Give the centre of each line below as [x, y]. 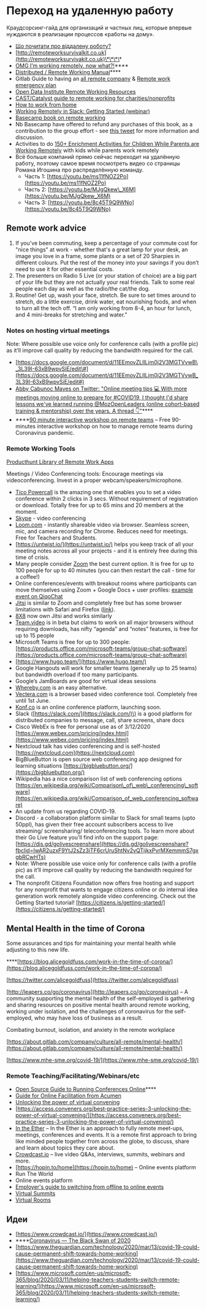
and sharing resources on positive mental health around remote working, [98, 1005]
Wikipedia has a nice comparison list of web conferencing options [98, 779]
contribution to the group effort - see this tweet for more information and [107, 131]
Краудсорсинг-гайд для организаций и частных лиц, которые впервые [99, 28]
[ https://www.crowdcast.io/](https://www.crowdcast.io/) [86, 1234]
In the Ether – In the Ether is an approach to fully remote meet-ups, [99, 1128]
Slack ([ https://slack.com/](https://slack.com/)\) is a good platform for [104, 714]
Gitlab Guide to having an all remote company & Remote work [93, 78]
